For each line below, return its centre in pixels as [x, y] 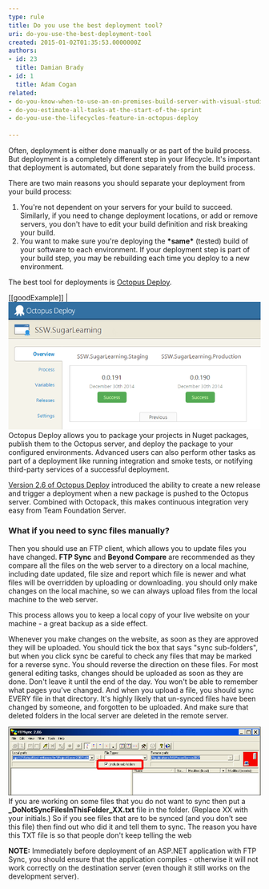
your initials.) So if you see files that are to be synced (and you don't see [128, 818]
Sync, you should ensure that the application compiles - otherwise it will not [133, 859]
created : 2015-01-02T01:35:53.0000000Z [75, 42]
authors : [23, 51]
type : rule [26, 17]
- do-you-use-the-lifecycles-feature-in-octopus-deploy [103, 119]
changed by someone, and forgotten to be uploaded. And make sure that [128, 707]
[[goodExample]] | [38, 298]
